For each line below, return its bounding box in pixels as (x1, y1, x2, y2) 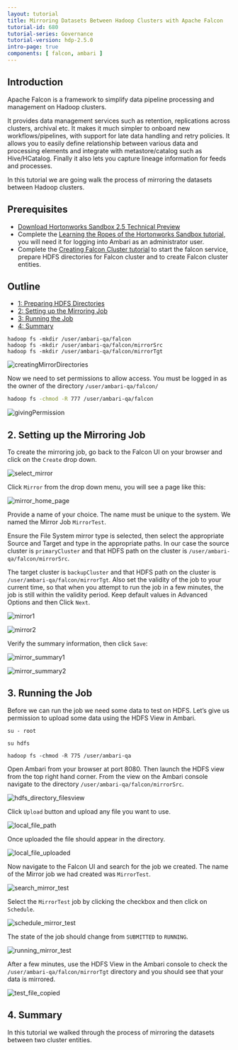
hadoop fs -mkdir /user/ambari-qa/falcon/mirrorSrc (7, 342, 163, 349)
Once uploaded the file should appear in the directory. (7, 834, 165, 843)
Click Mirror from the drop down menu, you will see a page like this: (7, 483, 206, 491)
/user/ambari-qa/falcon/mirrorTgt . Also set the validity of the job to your (7, 575, 222, 584)
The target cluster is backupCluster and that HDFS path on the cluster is (7, 568, 216, 576)
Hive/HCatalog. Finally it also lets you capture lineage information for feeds (7, 154, 227, 162)
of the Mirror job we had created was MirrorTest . (7, 870, 151, 878)
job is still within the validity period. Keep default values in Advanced (7, 590, 208, 599)
